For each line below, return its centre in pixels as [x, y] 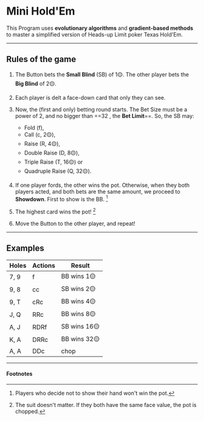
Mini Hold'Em [41, 11]
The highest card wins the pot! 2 [55, 211]
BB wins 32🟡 [80, 339]
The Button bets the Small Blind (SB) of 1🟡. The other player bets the [102, 74]
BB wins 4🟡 [78, 301]
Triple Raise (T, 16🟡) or [53, 162]
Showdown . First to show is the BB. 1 [61, 198]
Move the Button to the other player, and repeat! [75, 224]
